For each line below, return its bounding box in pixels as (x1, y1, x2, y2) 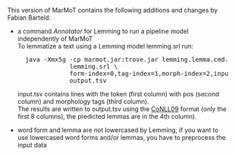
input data (17, 141, 47, 149)
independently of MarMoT (17, 34, 93, 43)
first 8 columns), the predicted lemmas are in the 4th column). (17, 112, 197, 120)
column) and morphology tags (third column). (17, 98, 149, 105)
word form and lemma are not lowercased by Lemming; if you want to (17, 126, 219, 134)
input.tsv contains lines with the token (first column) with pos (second (17, 90, 220, 98)
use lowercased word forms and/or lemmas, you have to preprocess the (17, 134, 226, 141)
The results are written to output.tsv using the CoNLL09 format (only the (17, 105, 227, 113)
